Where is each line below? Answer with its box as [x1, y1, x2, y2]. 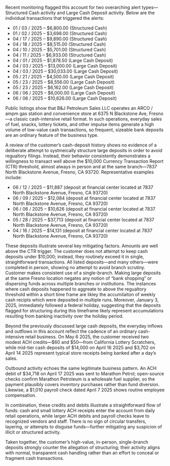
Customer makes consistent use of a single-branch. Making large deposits [5, 270, 161, 276]
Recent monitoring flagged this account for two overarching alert [5, 5, 141, 10]
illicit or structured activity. [5, 429, 61, 435]
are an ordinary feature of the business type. [5, 132, 99, 138]
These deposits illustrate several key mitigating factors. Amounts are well [5, 243, 158, 249]
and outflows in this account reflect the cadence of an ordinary [5, 328, 137, 334]
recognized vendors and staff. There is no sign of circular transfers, [5, 418, 147, 424]
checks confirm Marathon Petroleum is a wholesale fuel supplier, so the [5, 376, 155, 382]
